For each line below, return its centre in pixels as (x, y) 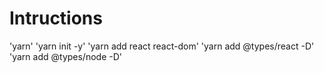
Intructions (56, 18)
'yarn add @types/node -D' (65, 56)
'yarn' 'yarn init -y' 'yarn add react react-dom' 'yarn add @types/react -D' (162, 46)
